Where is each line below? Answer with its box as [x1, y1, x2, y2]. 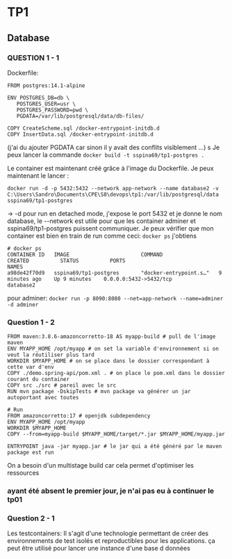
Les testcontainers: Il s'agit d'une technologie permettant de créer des [7, 529, 209, 537]
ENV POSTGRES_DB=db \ [7, 94, 70, 101]
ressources [7, 468, 40, 477]
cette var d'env [7, 364, 54, 371]
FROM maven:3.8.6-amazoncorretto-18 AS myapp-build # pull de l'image [7, 333, 216, 340]
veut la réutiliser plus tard [7, 351, 95, 359]
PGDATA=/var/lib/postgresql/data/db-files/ [16, 112, 144, 119]
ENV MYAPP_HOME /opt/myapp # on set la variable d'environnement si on [7, 346, 219, 353]
